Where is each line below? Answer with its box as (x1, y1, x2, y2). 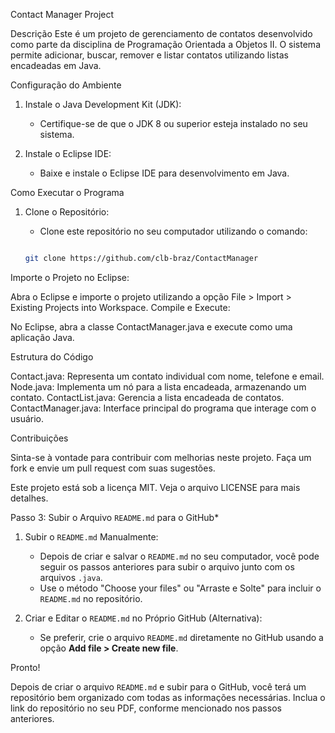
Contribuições (10, 432, 69, 444)
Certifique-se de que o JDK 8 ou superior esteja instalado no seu (39, 118, 308, 129)
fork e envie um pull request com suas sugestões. (10, 462, 216, 474)
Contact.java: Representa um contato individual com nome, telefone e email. (10, 370, 325, 382)
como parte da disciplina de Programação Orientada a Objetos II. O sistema (10, 39, 321, 50)
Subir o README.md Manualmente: (24, 530, 159, 543)
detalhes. (10, 492, 49, 504)
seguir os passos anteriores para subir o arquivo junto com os (39, 560, 295, 573)
